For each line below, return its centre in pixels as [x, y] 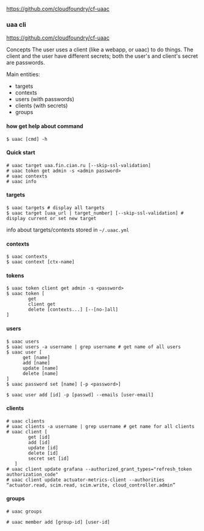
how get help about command [45, 126]
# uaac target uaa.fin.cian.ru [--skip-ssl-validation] [79, 165]
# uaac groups [24, 511]
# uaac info [21, 181]
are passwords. [26, 63]
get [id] [39, 437]
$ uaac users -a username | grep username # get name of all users [94, 347]
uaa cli [16, 24]
